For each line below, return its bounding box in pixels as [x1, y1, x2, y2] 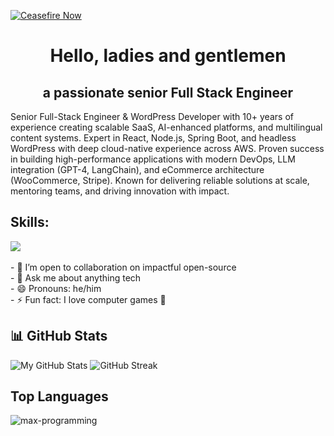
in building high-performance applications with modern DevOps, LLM [10, 153, 296, 165]
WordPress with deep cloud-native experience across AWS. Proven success [10, 143, 325, 154]
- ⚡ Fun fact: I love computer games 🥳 [10, 293, 167, 305]
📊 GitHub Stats [10, 328, 108, 345]
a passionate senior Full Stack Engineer [42, 84, 294, 101]
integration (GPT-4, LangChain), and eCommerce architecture [10, 164, 265, 175]
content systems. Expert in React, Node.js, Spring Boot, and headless [10, 132, 297, 144]
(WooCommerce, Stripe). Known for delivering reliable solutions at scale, [10, 175, 310, 186]
